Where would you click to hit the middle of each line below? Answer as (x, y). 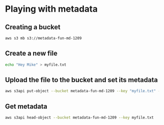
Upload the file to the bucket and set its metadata (82, 80)
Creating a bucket (33, 27)
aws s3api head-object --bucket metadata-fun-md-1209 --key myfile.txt (79, 118)
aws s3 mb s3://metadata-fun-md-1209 (43, 38)
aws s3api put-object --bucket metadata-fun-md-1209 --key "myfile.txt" (81, 91)
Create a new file (31, 53)
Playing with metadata (51, 9)
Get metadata (26, 106)
